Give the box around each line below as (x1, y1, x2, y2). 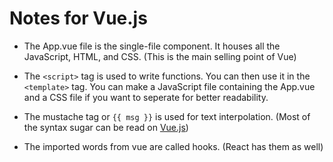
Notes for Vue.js (9, 7, 148, 30)
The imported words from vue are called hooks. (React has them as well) (23, 140, 324, 152)
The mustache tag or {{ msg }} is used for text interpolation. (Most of (23, 110, 311, 122)
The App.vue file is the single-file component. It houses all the (23, 40, 281, 52)
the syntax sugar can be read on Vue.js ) (23, 121, 189, 133)
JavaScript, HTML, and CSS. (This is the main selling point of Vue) (23, 50, 297, 62)
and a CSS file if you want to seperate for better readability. (23, 91, 269, 103)
